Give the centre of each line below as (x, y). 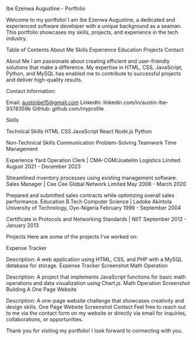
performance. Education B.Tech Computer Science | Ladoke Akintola (89, 202)
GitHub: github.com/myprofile (68, 109)
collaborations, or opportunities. (45, 319)
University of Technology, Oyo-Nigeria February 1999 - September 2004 (94, 208)
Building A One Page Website (42, 289)
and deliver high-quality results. (44, 80)
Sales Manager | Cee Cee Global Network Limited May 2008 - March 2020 (96, 184)
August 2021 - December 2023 (43, 166)
